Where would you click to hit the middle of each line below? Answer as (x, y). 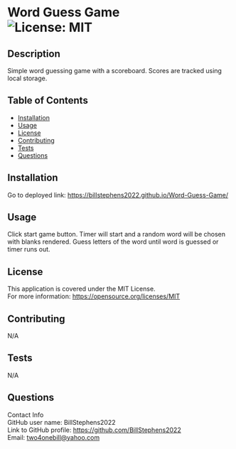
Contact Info (26, 415)
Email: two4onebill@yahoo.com (54, 437)
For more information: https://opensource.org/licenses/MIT (94, 296)
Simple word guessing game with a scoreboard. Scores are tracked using (115, 71)
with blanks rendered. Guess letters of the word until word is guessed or (113, 242)
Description (34, 54)
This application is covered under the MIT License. (81, 289)
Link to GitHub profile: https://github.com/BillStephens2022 (94, 430)
